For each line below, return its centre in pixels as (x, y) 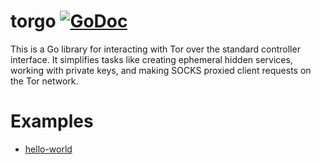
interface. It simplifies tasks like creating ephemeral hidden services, (151, 59)
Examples (52, 121)
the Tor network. (44, 81)
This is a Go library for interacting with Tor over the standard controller (155, 49)
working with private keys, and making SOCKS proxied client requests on (161, 70)
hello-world (48, 149)
